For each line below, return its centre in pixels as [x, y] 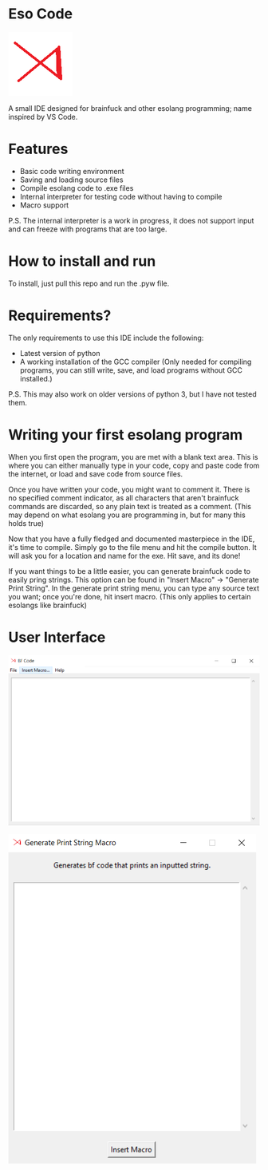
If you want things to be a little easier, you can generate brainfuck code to [130, 571]
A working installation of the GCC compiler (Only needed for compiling [136, 362]
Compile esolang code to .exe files [77, 188]
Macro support [44, 205]
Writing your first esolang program [126, 435]
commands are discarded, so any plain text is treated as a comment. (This [130, 506]
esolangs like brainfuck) [48, 605]
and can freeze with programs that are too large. [88, 229]
